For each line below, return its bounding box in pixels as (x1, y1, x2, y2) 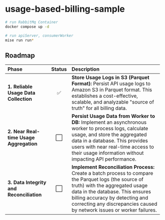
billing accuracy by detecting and (71, 194, 148, 201)
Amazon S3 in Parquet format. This (71, 86, 152, 93)
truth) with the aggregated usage (71, 182, 148, 189)
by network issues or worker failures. (71, 207, 157, 214)
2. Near (7, 128, 26, 135)
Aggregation (7, 140, 38, 147)
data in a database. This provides (71, 137, 148, 144)
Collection (7, 96, 32, 103)
